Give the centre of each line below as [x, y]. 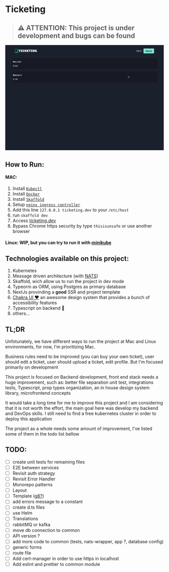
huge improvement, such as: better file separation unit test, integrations [79, 382]
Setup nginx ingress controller [46, 204]
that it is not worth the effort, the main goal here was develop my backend [82, 408]
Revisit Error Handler [34, 479]
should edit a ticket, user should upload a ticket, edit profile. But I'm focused [84, 362]
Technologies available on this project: [67, 259]
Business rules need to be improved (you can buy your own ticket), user [80, 356]
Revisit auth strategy [34, 473]
